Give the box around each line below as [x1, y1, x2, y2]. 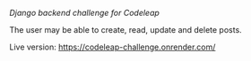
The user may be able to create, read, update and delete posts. [9, 25, 242, 34]
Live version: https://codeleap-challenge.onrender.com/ [9, 42, 216, 52]
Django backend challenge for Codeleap [9, 8, 160, 18]
